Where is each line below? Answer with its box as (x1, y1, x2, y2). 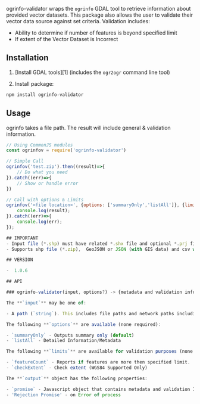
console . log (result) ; (17, 208, 70, 214)
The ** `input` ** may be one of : (6, 300, 86, 306)
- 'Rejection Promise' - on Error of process (6, 391, 121, 398)
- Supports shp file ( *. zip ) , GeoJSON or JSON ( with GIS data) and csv (6, 246, 190, 252)
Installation (6, 53, 49, 63)
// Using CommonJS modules (6, 142, 73, 148)
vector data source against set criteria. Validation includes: (6, 18, 150, 24)
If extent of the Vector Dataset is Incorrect (14, 36, 118, 42)
